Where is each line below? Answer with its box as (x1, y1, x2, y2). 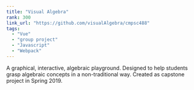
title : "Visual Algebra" (6, 8, 69, 15)
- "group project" (11, 37, 59, 43)
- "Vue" (11, 31, 31, 37)
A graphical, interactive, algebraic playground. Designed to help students (6, 64, 189, 71)
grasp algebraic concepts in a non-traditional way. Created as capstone (6, 70, 185, 78)
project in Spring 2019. (6, 77, 63, 84)
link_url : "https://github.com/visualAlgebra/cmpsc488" (6, 20, 150, 26)
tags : (6, 25, 20, 32)
